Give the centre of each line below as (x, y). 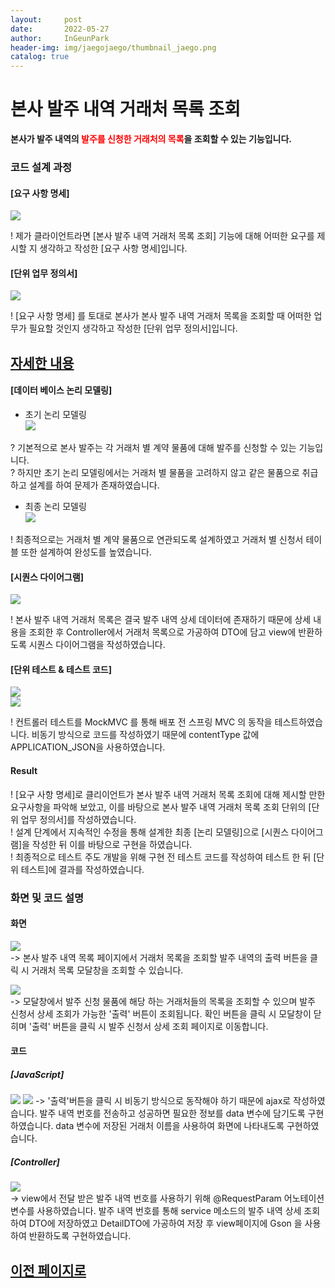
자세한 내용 (42, 362)
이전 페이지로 (48, 1270)
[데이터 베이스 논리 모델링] (61, 390)
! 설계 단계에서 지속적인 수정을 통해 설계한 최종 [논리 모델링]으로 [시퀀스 (150, 832)
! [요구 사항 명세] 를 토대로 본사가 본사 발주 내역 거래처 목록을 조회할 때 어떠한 (161, 316)
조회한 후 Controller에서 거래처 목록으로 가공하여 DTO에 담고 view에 (162, 632)
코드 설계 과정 (41, 167)
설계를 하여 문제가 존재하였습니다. (94, 485)
